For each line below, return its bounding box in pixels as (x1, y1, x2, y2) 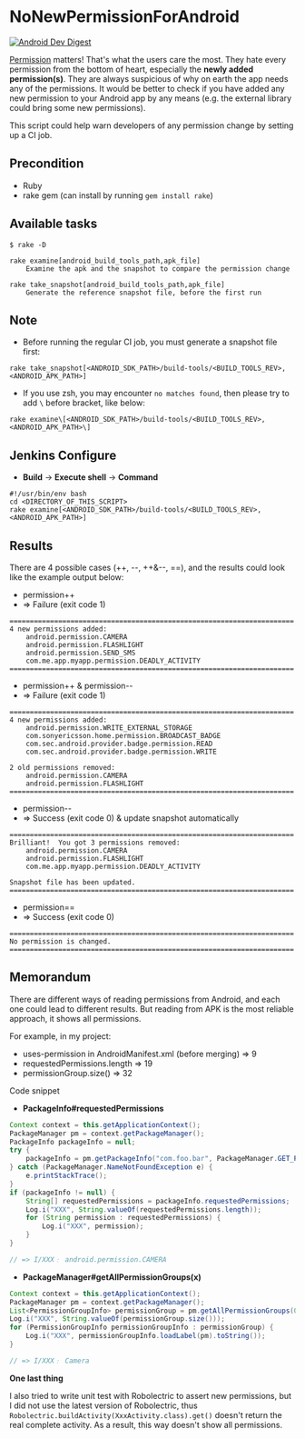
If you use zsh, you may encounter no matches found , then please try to (22, 388, 290, 399)
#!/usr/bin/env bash (9, 489, 88, 499)
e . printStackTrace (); (25, 1171, 107, 1181)
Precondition (9, 156, 84, 172)
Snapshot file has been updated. (9, 878, 136, 887)
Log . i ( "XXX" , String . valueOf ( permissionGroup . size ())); (9, 1314, 225, 1324)
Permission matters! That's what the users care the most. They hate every (9, 54, 287, 65)
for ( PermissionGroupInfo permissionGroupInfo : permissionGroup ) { (9, 1323, 274, 1333)
